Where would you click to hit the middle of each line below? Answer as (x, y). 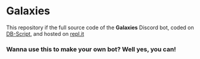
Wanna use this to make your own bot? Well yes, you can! (91, 49)
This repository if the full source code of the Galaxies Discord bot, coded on (100, 27)
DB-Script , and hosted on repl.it (45, 33)
